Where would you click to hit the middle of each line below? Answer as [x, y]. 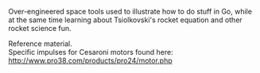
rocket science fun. [40, 28]
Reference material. [41, 44]
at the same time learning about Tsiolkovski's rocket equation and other [125, 20]
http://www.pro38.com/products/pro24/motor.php [90, 60]
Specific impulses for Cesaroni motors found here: [91, 52]
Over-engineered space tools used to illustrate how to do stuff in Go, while [130, 12]
